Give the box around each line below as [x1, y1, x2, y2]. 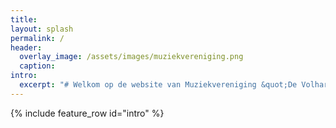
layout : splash [10, 24, 74, 34]
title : [10, 14, 38, 25]
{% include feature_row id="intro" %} [10, 107, 165, 119]
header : [10, 42, 43, 53]
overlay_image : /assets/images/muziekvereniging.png [19, 52, 244, 62]
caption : [19, 61, 56, 71]
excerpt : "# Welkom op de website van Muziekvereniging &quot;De [19, 80, 298, 90]
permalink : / [10, 33, 65, 43]
